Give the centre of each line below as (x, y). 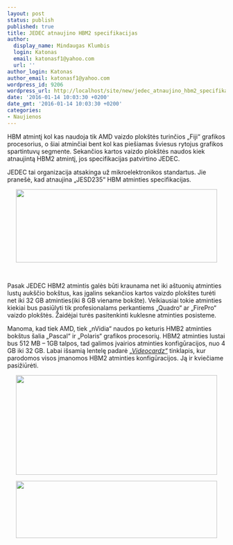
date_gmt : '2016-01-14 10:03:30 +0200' (65, 104)
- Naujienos (24, 116)
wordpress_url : (29, 91)
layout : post (26, 14)
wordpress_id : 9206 (35, 85)
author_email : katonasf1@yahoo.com (59, 78)
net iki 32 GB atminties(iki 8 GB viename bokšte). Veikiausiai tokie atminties (114, 300)
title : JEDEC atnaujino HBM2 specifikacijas (72, 33)
